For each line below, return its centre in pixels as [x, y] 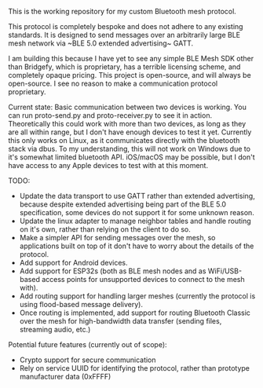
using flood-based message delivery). [81, 304]
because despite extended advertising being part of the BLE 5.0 [122, 204]
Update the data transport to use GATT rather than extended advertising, [137, 196]
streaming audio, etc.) [55, 329]
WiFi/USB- [225, 271]
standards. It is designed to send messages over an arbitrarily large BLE [124, 35]
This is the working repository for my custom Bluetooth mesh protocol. [122, 11]
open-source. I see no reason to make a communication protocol [113, 83]
